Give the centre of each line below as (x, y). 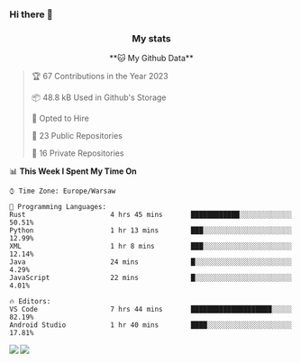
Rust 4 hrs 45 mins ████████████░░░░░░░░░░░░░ (151, 215)
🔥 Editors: (30, 302)
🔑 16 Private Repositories (78, 153)
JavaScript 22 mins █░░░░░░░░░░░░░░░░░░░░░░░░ (151, 278)
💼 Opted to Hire (60, 118)
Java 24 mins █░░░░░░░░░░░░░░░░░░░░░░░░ (151, 262)
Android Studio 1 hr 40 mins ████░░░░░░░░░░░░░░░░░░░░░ (151, 325)
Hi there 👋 (32, 14)
